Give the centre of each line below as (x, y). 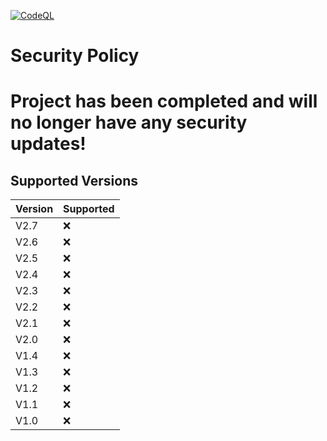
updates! (48, 144)
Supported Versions (74, 180)
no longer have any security (129, 122)
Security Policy (75, 56)
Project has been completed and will (164, 101)
